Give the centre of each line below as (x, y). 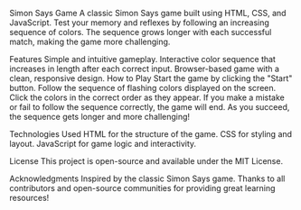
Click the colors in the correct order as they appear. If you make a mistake (147, 97)
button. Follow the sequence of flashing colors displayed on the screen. (143, 88)
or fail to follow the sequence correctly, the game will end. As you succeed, (150, 107)
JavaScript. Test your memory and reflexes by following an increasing (139, 23)
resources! (29, 198)
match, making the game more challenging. (90, 41)
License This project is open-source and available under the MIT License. (146, 161)
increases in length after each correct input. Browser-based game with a (145, 68)
